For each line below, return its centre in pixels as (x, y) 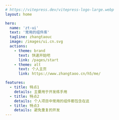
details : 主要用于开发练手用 (41, 92)
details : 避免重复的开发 (37, 110)
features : (15, 83)
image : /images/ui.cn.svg (36, 42)
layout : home (19, 14)
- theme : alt (28, 65)
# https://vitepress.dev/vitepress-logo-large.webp (59, 10)
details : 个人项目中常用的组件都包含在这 (52, 101)
